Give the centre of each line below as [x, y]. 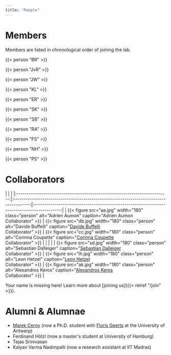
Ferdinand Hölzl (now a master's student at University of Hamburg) [83, 337]
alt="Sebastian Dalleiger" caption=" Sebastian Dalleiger [63, 248]
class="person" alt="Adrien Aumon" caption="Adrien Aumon [69, 215]
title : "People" [22, 10]
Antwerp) [22, 331]
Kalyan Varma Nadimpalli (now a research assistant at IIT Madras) [82, 347]
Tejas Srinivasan [30, 342]
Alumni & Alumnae [45, 311]
